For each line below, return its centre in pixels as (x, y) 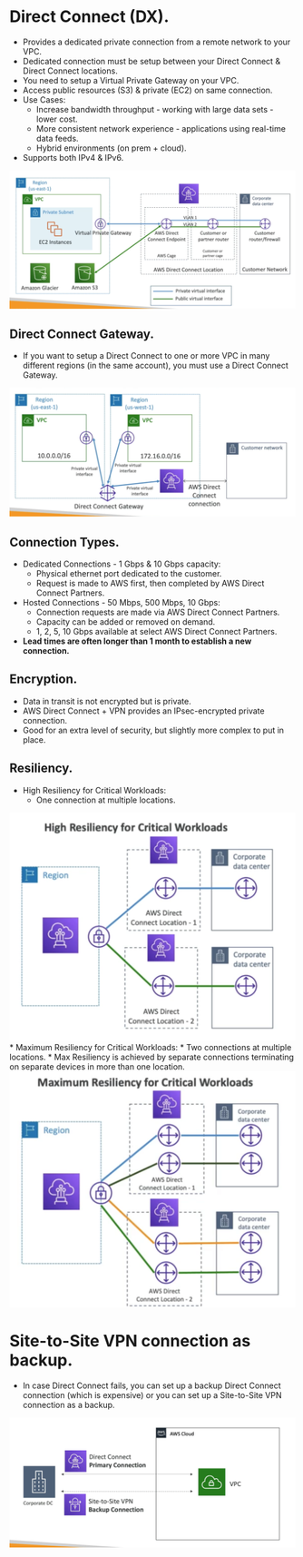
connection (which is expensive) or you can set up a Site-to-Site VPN (152, 1395)
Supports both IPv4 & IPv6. (73, 157)
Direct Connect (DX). (89, 17)
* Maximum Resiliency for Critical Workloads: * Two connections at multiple (151, 1047)
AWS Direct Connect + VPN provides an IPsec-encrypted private (143, 711)
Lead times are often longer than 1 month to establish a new (137, 641)
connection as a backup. (68, 1405)
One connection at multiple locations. (106, 800)
